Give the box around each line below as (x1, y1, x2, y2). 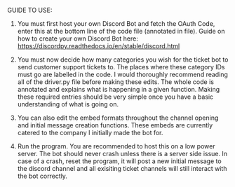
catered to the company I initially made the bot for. (17, 129, 163, 137)
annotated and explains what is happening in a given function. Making (17, 85, 220, 93)
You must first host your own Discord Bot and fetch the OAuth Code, (17, 20, 215, 27)
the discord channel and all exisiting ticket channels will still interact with (17, 165, 227, 172)
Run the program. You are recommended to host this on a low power (17, 142, 215, 150)
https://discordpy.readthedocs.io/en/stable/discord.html (17, 42, 180, 50)
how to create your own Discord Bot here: (17, 34, 138, 43)
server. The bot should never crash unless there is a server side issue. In (17, 150, 228, 158)
